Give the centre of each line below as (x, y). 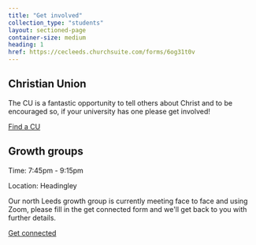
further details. (32, 217)
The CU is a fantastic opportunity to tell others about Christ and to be (121, 102)
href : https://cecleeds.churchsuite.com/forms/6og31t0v (102, 52)
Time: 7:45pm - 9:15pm (46, 170)
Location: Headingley (43, 185)
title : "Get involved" (45, 15)
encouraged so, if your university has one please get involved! (109, 111)
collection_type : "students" (56, 23)
